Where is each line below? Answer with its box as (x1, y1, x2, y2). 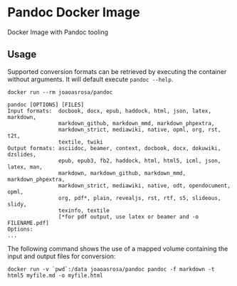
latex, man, (7, 163, 43, 171)
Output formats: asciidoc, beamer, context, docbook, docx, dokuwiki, (7, 144, 221, 152)
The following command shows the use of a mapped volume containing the (7, 244, 228, 253)
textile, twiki (58, 138, 103, 146)
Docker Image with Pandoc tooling (7, 28, 109, 36)
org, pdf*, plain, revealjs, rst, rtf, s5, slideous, (58, 194, 221, 201)
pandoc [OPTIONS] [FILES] (7, 101, 84, 108)
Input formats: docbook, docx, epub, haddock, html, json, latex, (7, 107, 212, 115)
